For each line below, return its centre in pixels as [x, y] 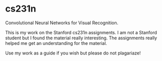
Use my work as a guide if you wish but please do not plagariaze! [73, 53]
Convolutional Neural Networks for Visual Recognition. [62, 23]
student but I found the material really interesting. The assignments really [81, 38]
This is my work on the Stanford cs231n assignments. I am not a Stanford [81, 32]
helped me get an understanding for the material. [56, 43]
